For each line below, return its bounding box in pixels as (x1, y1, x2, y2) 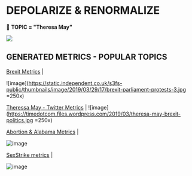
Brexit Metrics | (6, 68, 44, 75)
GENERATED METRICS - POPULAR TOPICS (6, 52, 167, 62)
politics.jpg (6, 116, 33, 123)
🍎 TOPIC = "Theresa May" (6, 23, 73, 31)
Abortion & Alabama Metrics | (6, 128, 79, 135)
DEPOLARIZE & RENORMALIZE (6, 4, 160, 17)
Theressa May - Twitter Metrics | (6, 104, 87, 111)
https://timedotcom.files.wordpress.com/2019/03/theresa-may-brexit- (8, 110, 181, 117)
